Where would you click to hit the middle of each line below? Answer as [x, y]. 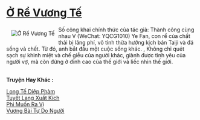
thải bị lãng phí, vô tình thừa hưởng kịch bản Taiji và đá [126, 42]
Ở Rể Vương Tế [44, 13]
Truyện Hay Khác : [30, 80]
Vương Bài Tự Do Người [35, 110]
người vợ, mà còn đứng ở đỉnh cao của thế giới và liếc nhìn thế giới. [90, 62]
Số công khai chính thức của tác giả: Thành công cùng [126, 30]
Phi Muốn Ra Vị [25, 104]
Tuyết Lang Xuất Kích [33, 98]
